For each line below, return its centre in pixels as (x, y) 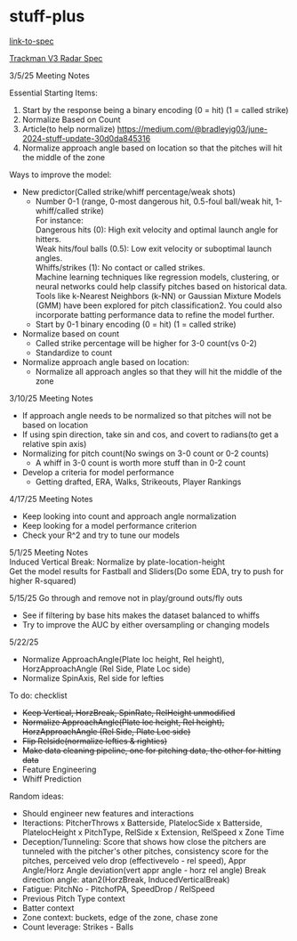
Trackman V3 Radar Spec (56, 58)
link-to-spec (32, 41)
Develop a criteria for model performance (98, 472)
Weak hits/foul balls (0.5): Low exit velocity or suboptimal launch (154, 248)
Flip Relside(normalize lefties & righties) (94, 741)
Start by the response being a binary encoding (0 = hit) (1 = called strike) (155, 110)
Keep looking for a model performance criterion (109, 525)
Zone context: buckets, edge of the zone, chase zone (120, 917)
